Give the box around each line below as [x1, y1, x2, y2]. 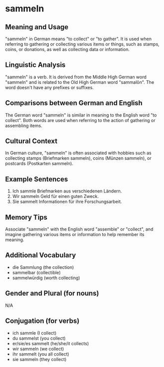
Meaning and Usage [5, 23, 69, 31]
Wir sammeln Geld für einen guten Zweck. [12, 193, 99, 199]
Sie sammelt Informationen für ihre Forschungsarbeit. [12, 199, 122, 205]
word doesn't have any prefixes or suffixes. [5, 84, 94, 90]
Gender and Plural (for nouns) [5, 289, 99, 298]
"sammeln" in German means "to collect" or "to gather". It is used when [5, 36, 152, 42]
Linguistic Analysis [5, 61, 66, 69]
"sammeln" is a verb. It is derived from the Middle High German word [5, 74, 147, 80]
